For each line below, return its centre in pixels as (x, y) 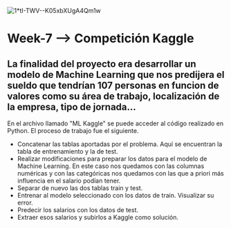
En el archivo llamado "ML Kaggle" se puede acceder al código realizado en (115, 123)
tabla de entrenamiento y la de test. (68, 151)
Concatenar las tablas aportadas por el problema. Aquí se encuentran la (120, 144)
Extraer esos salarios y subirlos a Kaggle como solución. (98, 217)
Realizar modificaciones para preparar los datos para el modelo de (112, 159)
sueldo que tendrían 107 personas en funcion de (113, 85)
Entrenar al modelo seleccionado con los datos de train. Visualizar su (115, 195)
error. (25, 203)
